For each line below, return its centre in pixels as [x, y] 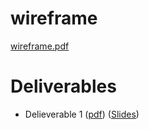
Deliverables [63, 86]
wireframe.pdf [40, 46]
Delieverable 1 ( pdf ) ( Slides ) [82, 114]
